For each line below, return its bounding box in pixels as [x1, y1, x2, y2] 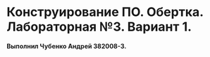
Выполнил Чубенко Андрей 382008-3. [6, 42, 127, 50]
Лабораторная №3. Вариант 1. [6, 19, 192, 35]
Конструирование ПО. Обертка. [6, 4, 204, 20]
